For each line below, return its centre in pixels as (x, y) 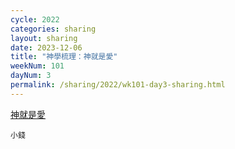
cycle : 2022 (35, 19)
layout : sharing (44, 38)
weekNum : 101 (37, 66)
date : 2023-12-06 (46, 47)
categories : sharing (53, 29)
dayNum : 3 (31, 76)
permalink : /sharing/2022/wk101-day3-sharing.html (118, 85)
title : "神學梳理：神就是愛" (64, 57)
